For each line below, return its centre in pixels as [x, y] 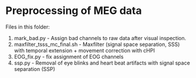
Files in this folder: [28, 27]
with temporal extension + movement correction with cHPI [84, 50]
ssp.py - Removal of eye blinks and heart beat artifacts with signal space [102, 63]
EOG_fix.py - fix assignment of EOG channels [69, 56]
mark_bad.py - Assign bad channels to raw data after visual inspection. [100, 38]
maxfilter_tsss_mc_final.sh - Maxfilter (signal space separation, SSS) [97, 44]
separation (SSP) [34, 69]
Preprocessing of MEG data [74, 11]
